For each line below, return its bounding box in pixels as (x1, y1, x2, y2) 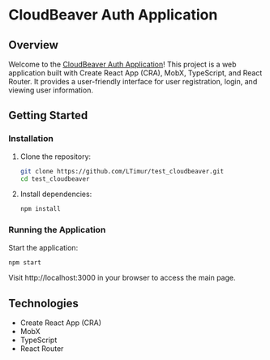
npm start (8, 258, 42, 267)
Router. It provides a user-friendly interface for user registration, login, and (8, 77, 258, 86)
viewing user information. (8, 85, 93, 95)
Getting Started (8, 109, 88, 122)
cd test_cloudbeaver (19, 174, 90, 183)
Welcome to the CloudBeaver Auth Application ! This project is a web (8, 59, 237, 69)
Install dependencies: (19, 189, 92, 199)
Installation (8, 133, 54, 144)
